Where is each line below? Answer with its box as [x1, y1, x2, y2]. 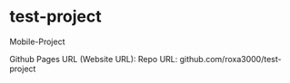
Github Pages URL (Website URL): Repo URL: [9, 53, 178, 64]
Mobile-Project [9, 36, 65, 47]
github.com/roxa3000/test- [179, 53, 282, 64]
